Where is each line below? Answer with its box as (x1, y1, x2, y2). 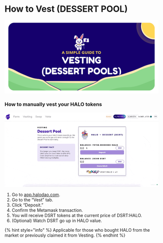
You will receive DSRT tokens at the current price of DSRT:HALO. (11, 213, 143, 219)
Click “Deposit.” (11, 202, 43, 208)
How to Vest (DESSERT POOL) (4, 3, 128, 15)
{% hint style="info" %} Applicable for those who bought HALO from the (4, 227, 150, 233)
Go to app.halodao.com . (11, 192, 61, 198)
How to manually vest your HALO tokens (4, 101, 102, 108)
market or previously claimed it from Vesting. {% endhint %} (4, 232, 125, 238)
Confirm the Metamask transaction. (11, 207, 83, 213)
